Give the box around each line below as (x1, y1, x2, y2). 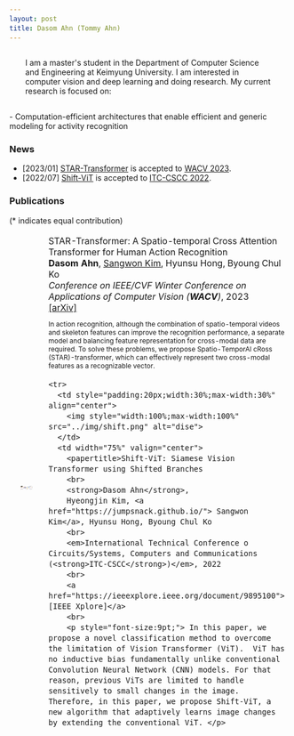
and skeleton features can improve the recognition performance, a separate (48, 328, 285, 337)
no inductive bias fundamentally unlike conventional (48, 654, 281, 664)
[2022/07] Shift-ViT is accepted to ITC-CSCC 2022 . (21, 173, 211, 183)
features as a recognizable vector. (48, 360, 155, 370)
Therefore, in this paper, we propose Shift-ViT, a (48, 696, 272, 707)
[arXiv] (48, 301, 77, 313)
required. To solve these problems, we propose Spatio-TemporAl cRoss (48, 344, 273, 353)
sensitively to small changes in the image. (48, 685, 240, 696)
